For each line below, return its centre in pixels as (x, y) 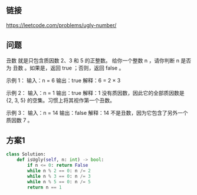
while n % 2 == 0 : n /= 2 (59, 171)
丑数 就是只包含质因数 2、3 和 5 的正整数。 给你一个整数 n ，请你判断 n (93, 60)
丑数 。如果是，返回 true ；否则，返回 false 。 (68, 68)
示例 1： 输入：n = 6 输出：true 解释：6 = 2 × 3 (63, 80)
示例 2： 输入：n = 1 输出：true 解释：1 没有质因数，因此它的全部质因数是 (95, 92)
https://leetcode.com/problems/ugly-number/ (61, 25)
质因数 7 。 (19, 120)
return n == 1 (45, 187)
